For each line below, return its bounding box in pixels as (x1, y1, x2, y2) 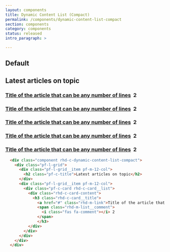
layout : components (5, 7, 47, 13)
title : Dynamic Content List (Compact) (5, 12, 90, 17)
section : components (5, 21, 49, 27)
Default (5, 59, 30, 68)
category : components (5, 26, 51, 31)
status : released (5, 31, 42, 36)
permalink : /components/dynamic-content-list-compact (5, 17, 122, 22)
